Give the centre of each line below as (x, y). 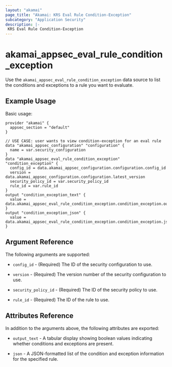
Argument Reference (39, 242)
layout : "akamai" (24, 10)
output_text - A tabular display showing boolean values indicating (82, 338)
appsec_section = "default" (40, 127)
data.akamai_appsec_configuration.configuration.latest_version (75, 177)
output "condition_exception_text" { (46, 195)
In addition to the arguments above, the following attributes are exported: (82, 328)
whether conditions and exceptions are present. (63, 343)
